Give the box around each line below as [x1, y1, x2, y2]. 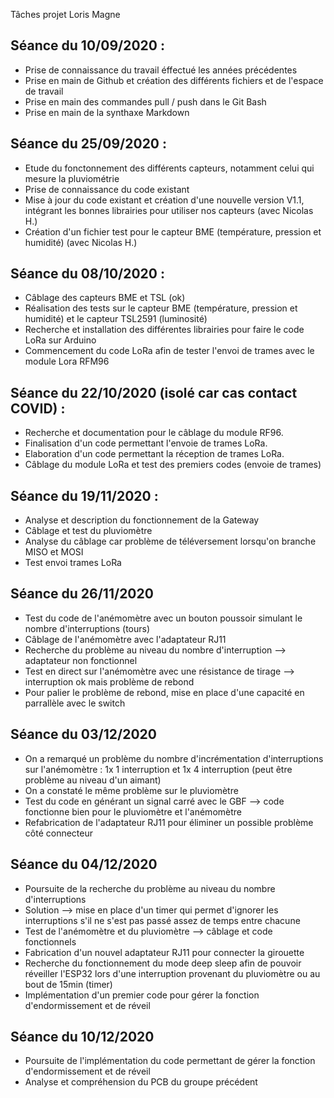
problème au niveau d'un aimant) [24, 774, 162, 786]
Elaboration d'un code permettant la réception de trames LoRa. [24, 448, 285, 460]
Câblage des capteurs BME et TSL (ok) [24, 292, 186, 304]
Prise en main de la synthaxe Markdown [24, 106, 190, 118]
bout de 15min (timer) [24, 978, 113, 990]
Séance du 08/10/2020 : [10, 265, 165, 283]
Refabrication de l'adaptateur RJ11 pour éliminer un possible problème [24, 816, 314, 828]
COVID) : [10, 400, 66, 417]
